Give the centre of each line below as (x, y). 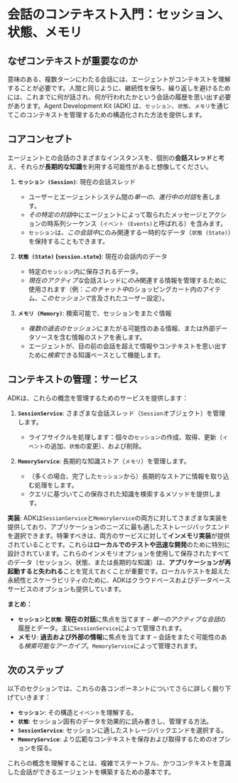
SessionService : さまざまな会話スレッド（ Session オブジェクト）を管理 (121, 413)
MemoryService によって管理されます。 (146, 646)
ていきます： (32, 698)
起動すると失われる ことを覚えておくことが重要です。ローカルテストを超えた (119, 571)
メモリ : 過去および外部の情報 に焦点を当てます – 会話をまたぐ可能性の (119, 637)
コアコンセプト (40, 139)
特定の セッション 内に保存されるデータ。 (85, 271)
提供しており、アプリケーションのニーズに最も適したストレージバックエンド (119, 526)
